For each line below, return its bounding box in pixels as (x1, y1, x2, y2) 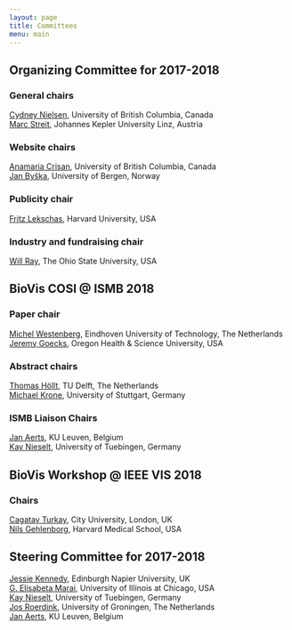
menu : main (9, 29, 50, 38)
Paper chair (9, 308, 61, 320)
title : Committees (9, 21, 77, 30)
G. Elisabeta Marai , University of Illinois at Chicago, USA (9, 582, 215, 593)
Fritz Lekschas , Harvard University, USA (9, 213, 157, 223)
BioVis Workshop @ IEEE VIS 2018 (9, 467, 202, 482)
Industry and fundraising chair (9, 235, 144, 247)
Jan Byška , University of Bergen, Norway (9, 171, 160, 182)
